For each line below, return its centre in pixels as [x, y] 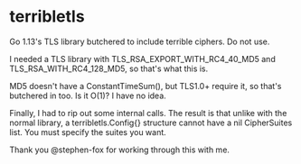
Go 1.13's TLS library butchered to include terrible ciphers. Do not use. [140, 41]
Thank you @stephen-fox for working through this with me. [120, 150]
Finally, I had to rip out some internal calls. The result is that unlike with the [148, 113]
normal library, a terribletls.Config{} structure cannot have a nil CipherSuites [151, 123]
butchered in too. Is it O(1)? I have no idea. [88, 96]
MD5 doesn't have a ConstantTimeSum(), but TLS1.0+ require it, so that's [146, 86]
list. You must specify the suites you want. [88, 132]
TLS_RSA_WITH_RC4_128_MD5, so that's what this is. [109, 68]
